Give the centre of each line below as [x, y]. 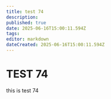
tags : [13, 34]
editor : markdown [28, 39]
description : [22, 17]
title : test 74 [25, 12]
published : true [26, 23]
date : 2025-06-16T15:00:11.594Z [46, 28]
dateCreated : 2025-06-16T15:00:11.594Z [56, 45]
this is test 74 [22, 90]
